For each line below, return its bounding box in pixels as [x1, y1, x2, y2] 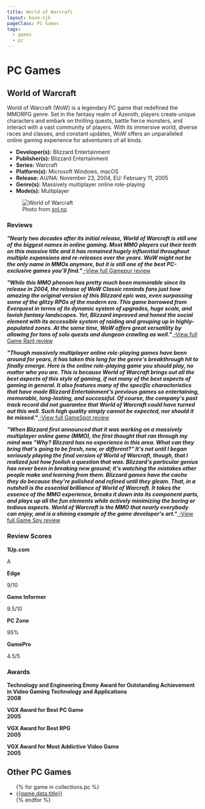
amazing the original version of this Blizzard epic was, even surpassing [7, 292, 193, 299]
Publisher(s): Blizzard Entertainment [15, 155, 109, 162]
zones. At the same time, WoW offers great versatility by [34, 324, 182, 332]
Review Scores [7, 532, 52, 540]
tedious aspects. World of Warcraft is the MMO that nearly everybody [7, 504, 189, 511]
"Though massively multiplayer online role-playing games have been [7, 349, 187, 357]
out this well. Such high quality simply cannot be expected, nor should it [7, 407, 194, 415]
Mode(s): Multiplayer [15, 187, 70, 194]
